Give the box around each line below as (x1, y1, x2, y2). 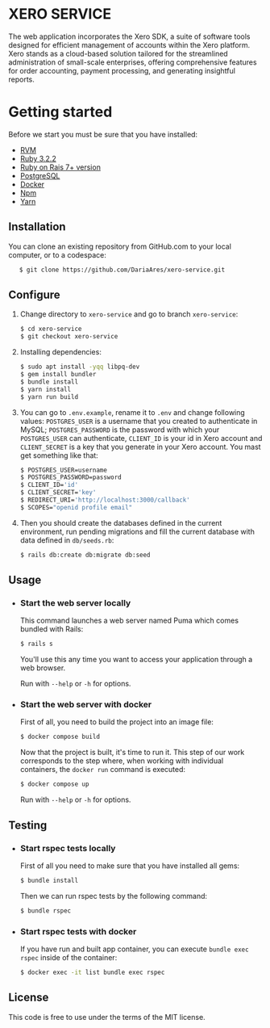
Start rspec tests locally (19, 842, 116, 854)
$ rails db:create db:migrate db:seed (19, 551, 151, 559)
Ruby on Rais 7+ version (19, 162, 101, 172)
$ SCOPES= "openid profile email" (19, 503, 133, 511)
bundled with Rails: (19, 624, 84, 634)
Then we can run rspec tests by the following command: (19, 891, 208, 900)
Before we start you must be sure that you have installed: (8, 129, 198, 139)
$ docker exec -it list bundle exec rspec (19, 968, 165, 976)
